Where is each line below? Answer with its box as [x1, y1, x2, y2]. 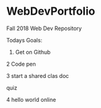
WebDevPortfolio [6, 4, 95, 18]
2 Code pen [6, 60, 36, 67]
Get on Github [15, 48, 51, 56]
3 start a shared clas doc [6, 72, 69, 79]
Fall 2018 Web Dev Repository [6, 25, 82, 32]
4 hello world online [6, 96, 56, 103]
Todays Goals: [6, 36, 43, 44]
